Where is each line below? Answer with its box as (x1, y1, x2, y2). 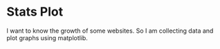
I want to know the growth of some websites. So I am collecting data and (6, 27, 214, 35)
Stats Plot (6, 4, 64, 20)
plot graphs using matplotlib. (6, 33, 88, 42)
